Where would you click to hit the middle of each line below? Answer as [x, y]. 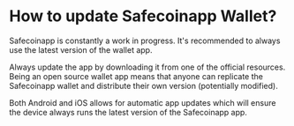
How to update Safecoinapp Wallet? [143, 16]
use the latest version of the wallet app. [81, 49]
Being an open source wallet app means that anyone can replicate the [136, 76]
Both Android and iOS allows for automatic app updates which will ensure [143, 102]
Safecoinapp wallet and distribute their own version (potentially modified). [143, 85]
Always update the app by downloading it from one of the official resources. [147, 67]
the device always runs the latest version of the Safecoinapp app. [128, 112]
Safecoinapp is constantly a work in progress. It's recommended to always [145, 41]
